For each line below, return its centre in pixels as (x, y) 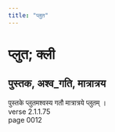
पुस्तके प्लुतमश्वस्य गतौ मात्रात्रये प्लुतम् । (57, 102)
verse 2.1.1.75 (29, 112)
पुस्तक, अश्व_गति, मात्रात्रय (57, 84)
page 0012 (25, 119)
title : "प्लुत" (28, 15)
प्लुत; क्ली (32, 54)
